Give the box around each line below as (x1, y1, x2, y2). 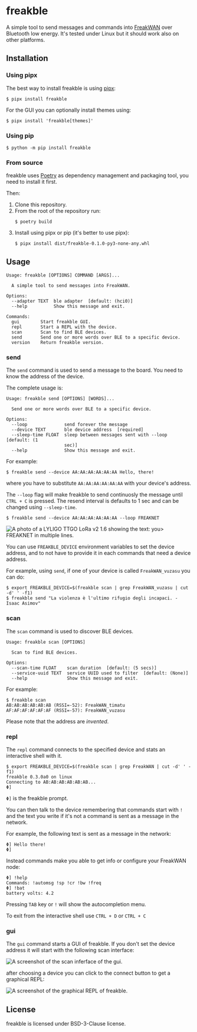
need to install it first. (6, 179, 57, 186)
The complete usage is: (6, 384, 63, 391)
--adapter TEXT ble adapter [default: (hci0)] (11, 298, 133, 304)
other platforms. (6, 36, 45, 43)
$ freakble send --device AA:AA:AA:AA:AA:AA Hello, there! (6, 469, 155, 475)
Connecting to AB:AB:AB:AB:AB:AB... (6, 779, 96, 785)
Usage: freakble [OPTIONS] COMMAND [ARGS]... (6, 272, 120, 278)
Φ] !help (6, 875, 28, 881)
